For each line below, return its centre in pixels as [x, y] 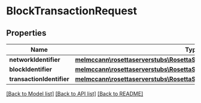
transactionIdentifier [39, 79]
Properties [26, 33]
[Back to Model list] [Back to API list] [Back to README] [75, 94]
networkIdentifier [35, 60]
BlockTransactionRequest [72, 11]
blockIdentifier [31, 69]
